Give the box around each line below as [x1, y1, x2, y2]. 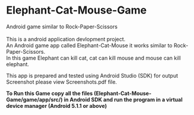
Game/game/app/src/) [6, 96, 63, 103]
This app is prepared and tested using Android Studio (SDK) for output [6, 72, 179, 79]
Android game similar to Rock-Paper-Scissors [6, 23, 117, 30]
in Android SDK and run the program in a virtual [63, 96, 183, 103]
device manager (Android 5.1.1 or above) [6, 102, 107, 109]
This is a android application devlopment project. [6, 35, 126, 42]
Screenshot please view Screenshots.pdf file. [6, 78, 117, 86]
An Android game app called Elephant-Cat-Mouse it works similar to [6, 42, 173, 49]
